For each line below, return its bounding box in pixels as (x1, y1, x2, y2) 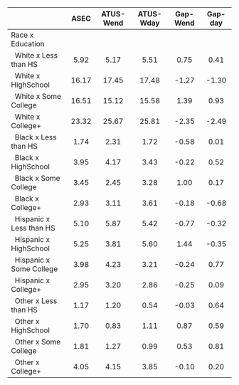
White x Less (14, 51, 58, 60)
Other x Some (14, 337, 61, 347)
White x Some (14, 92, 62, 101)
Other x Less (14, 296, 58, 305)
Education (11, 39, 45, 48)
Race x (11, 30, 34, 40)
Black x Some (14, 174, 60, 183)
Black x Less (14, 132, 57, 142)
